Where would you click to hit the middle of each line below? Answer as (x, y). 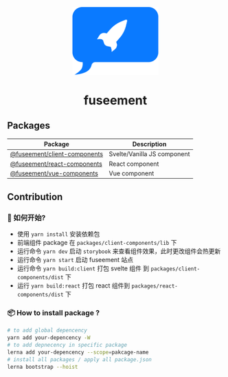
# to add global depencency (47, 331)
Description (149, 144)
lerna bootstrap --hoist (43, 367)
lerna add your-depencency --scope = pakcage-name (78, 353)
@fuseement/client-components (57, 154)
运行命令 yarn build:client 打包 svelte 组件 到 (83, 268)
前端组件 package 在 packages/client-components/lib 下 (97, 243)
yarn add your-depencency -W (49, 338)
